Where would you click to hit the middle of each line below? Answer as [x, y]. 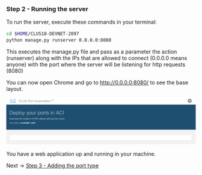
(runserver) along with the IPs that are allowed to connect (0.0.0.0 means [97, 58]
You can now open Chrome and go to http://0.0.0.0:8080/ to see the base [97, 82]
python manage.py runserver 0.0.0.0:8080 [59, 40]
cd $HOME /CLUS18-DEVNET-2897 [43, 34]
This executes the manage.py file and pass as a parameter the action [92, 52]
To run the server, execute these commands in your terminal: [82, 22]
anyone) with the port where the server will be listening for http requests [96, 64]
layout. [14, 89]
